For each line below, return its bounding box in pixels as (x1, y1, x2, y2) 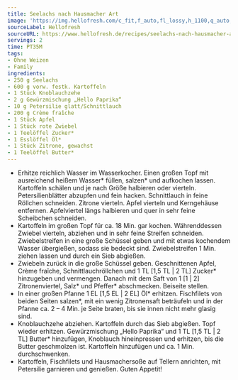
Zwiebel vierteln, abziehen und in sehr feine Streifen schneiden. (17, 229, 204, 237)
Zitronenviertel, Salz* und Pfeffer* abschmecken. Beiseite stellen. (17, 282, 209, 290)
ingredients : (7, 70, 46, 77)
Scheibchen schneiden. (17, 214, 87, 222)
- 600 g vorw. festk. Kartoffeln (7, 83, 106, 90)
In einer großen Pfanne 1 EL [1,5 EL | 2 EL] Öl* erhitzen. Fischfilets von (17, 289, 222, 298)
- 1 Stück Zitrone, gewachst (7, 143, 93, 150)
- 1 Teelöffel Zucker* (7, 129, 74, 136)
